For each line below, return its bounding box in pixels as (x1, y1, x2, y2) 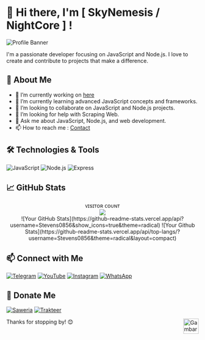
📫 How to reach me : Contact (15, 124, 90, 131)
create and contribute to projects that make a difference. (6, 57, 148, 64)
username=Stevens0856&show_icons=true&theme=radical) (10, 221, 160, 229)
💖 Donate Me (6, 290, 56, 300)
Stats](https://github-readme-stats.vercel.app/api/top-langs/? (24, 228, 181, 235)
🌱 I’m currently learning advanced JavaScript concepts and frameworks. (15, 97, 198, 105)
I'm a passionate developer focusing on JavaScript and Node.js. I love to (6, 50, 189, 57)
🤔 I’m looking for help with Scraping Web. (15, 110, 120, 118)
